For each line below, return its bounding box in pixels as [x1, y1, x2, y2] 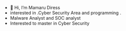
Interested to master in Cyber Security [10, 20, 90, 26]
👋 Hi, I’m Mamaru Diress [10, 5, 60, 10]
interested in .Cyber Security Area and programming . [10, 10, 121, 16]
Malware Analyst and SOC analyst [10, 15, 81, 21]
